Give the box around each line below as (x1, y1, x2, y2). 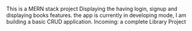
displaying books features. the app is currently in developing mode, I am (6, 12, 187, 19)
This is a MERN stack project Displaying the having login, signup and (6, 5, 177, 12)
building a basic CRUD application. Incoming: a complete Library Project (6, 18, 187, 25)
